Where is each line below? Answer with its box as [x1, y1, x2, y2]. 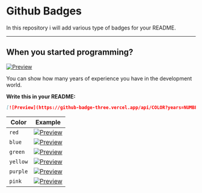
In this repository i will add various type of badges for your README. [6, 24, 176, 31]
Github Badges [6, 4, 82, 18]
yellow [9, 158, 28, 165]
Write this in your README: [6, 93, 76, 100]
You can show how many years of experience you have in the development [6, 75, 192, 82]
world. [6, 81, 22, 88]
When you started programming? [6, 47, 133, 58]
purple [9, 168, 28, 175]
